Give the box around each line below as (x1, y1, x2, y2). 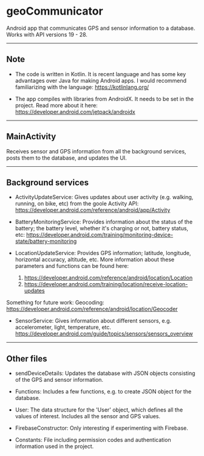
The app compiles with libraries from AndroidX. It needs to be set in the (15, 95, 194, 102)
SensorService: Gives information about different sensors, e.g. (15, 317, 172, 324)
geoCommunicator (6, 4, 103, 18)
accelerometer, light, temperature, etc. (15, 324, 111, 331)
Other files (6, 353, 47, 363)
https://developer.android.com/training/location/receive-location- (24, 281, 188, 288)
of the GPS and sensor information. (15, 376, 104, 384)
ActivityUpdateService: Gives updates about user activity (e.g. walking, (15, 194, 194, 201)
